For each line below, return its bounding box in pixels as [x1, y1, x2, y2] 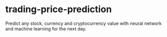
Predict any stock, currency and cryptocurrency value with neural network [5, 20, 162, 26]
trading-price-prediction [5, 4, 112, 15]
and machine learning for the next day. [5, 25, 87, 31]
